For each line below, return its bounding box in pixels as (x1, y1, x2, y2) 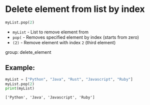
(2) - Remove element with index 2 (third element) (12, 39, 116, 45)
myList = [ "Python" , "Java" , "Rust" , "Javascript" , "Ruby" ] (5, 77, 133, 82)
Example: (5, 64, 35, 72)
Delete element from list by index (5, 3, 145, 15)
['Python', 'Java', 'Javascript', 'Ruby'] (5, 95, 95, 100)
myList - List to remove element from (12, 29, 89, 35)
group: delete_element (5, 49, 51, 55)
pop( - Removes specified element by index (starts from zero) (12, 34, 139, 40)
